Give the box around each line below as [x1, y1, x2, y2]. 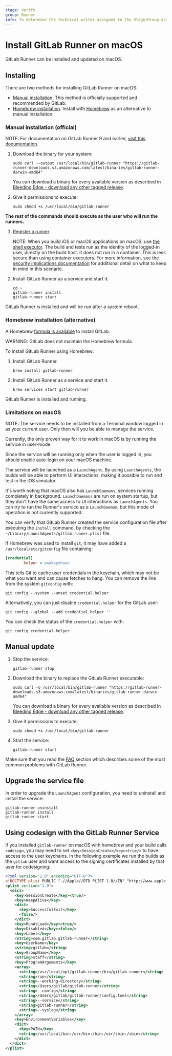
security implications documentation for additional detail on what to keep [12, 260, 167, 267]
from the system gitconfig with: [5, 580, 73, 587]
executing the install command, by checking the [5, 525, 110, 531]
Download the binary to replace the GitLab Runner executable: [12, 675, 144, 681]
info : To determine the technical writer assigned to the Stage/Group [5, 17, 159, 22]
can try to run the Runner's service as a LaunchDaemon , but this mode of [5, 504, 155, 510]
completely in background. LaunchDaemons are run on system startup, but [5, 493, 158, 499]
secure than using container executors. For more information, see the [12, 255, 159, 261]
